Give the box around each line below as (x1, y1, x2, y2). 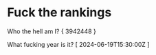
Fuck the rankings (7, 5, 112, 20)
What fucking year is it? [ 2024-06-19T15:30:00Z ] (7, 40, 150, 48)
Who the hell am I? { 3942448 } (7, 27, 96, 35)
